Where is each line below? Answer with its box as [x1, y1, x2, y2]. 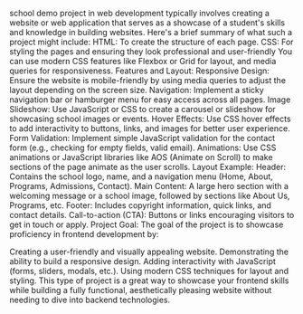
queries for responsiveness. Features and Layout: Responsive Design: [9, 65, 270, 76]
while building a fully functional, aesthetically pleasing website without [9, 285, 272, 295]
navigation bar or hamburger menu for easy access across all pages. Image [9, 94, 291, 105]
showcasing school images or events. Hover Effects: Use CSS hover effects [9, 113, 291, 124]
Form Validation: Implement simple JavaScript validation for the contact [9, 133, 276, 143]
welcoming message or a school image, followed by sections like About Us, [9, 190, 290, 201]
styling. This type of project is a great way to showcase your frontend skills [9, 275, 289, 286]
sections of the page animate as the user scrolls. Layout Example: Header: [9, 162, 287, 172]
